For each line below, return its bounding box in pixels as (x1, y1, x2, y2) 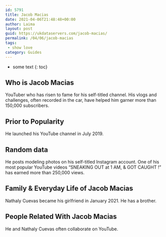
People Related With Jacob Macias (5, 212, 117, 221)
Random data (5, 145, 48, 154)
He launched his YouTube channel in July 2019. (5, 131, 104, 137)
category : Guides (5, 50, 42, 55)
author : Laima (5, 21, 35, 27)
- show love (7, 45, 33, 50)
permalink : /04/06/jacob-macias (5, 36, 73, 41)
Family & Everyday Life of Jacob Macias (5, 184, 133, 193)
